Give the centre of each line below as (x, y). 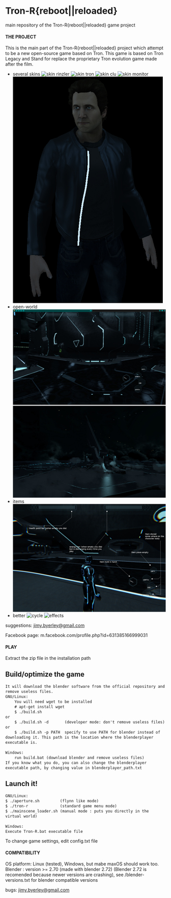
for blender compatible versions (64, 880)
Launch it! (22, 784)
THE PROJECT (21, 37)
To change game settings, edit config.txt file (52, 841)
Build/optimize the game (45, 674)
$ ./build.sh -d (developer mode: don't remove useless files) (90, 722)
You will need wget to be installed (53, 702)
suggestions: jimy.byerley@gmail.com (45, 625)
